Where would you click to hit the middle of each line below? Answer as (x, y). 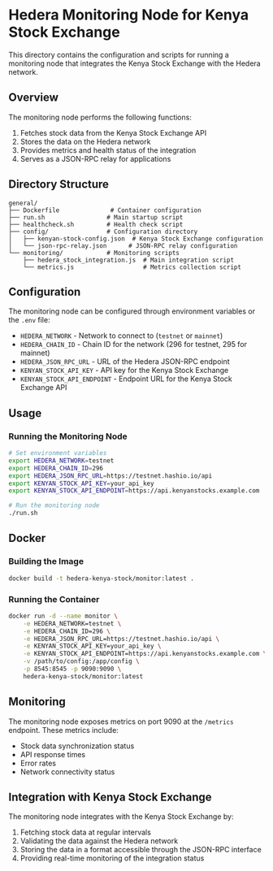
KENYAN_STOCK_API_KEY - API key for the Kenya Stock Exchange (124, 370)
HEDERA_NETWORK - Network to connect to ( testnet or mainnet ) (121, 336)
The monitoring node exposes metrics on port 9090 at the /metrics (121, 721)
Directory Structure (59, 184)
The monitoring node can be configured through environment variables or (132, 311)
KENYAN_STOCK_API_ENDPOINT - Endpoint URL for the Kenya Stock (126, 379)
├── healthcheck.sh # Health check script (96, 224)
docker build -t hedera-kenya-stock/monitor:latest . (102, 578)
